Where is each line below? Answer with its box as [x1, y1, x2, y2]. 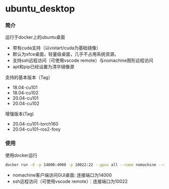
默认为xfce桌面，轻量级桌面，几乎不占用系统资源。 [12, 51, 119, 57]
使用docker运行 [5, 152, 38, 158]
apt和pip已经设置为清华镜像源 [12, 64, 74, 70]
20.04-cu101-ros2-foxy [12, 126, 61, 132]
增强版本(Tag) [5, 111, 34, 117]
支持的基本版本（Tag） [5, 74, 53, 80]
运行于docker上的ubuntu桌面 [5, 34, 65, 40]
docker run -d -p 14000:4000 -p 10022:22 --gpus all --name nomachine [5, 162, 156, 167]
